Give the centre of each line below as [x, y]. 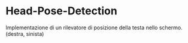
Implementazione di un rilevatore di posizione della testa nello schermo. [94, 27]
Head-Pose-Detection [61, 11]
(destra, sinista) [25, 33]
